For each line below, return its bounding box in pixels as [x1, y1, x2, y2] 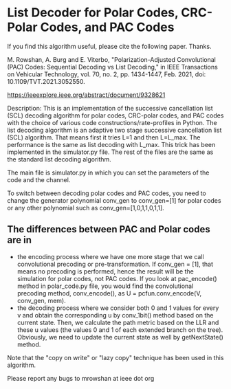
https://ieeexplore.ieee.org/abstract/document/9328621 [7, 91, 166, 99]
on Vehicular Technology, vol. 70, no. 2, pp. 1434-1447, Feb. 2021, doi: [7, 70, 206, 78]
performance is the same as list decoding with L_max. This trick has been [7, 140, 216, 148]
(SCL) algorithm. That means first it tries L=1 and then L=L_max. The [7, 133, 201, 142]
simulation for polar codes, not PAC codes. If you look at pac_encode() [16, 274, 218, 282]
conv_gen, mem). [16, 296, 67, 304]
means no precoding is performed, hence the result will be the [16, 267, 194, 276]
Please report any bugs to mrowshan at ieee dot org [7, 374, 155, 382]
